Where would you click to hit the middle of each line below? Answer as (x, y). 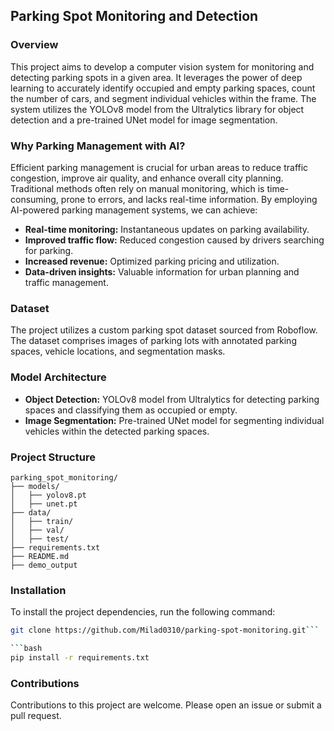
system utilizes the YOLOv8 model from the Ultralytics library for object (157, 109)
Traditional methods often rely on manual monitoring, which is (137, 188)
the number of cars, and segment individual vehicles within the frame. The (163, 98)
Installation (38, 590)
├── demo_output (44, 565)
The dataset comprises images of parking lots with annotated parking (153, 341)
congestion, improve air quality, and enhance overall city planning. (147, 178)
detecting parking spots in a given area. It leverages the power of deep (156, 77)
